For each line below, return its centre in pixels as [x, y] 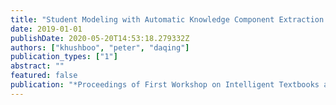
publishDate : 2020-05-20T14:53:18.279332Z [100, 38]
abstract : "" [37, 66]
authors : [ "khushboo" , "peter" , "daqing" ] [100, 47]
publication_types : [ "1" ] [64, 57]
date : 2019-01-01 [46, 29]
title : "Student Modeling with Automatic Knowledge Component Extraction [167, 19]
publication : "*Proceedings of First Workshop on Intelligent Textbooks [165, 85]
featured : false [44, 76]
